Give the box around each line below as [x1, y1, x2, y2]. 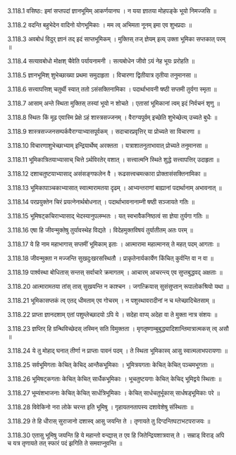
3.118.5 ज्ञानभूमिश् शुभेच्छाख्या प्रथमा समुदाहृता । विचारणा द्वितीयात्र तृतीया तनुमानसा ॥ [7, 71, 197, 79]
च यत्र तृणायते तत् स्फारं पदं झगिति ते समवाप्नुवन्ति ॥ [7, 439, 123, 447]
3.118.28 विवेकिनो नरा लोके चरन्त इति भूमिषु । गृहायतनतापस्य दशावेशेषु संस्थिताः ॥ [7, 403, 194, 411]
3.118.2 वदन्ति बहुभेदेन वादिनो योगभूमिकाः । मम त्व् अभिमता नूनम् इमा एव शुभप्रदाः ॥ [7, 21, 192, 29]
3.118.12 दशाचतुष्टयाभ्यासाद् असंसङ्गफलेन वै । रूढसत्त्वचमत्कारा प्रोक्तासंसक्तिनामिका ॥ [7, 170, 206, 177]
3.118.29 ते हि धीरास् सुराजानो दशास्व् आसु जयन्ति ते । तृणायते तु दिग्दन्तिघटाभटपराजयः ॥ [7, 417, 211, 425]
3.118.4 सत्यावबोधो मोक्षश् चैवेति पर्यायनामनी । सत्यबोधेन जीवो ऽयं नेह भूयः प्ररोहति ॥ [7, 57, 195, 65]
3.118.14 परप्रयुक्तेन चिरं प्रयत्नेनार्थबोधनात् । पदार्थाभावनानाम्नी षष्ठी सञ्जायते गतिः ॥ [7, 198, 195, 206]
